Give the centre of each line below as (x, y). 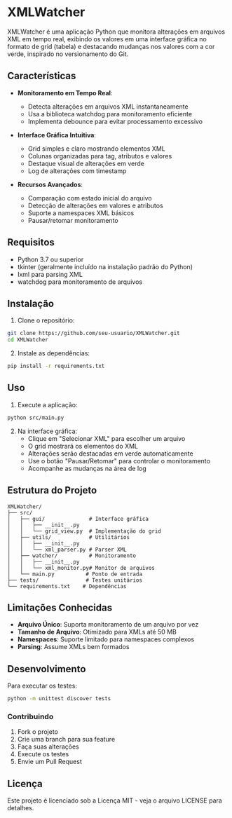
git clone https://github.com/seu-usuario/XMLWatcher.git (94, 334)
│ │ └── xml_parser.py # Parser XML (67, 550)
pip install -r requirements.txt (56, 366)
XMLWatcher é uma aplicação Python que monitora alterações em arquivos (116, 32)
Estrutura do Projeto (52, 490)
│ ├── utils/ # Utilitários (69, 537)
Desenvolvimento (47, 669)
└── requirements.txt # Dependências (67, 586)
